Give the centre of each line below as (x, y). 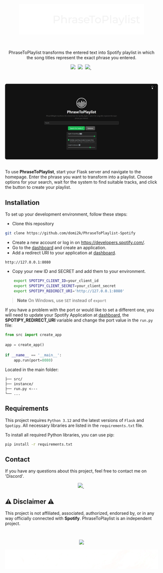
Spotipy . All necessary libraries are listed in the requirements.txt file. (74, 425)
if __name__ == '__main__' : (33, 355)
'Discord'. (15, 476)
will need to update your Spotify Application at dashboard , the (67, 315)
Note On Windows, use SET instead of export (62, 300)
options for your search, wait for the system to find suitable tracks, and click (81, 182)
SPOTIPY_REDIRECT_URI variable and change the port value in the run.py (79, 320)
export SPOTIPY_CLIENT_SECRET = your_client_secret (65, 286)
